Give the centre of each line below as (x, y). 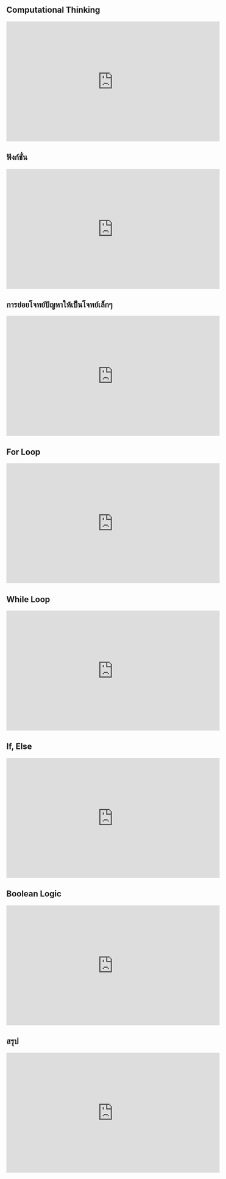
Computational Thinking (53, 10)
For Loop (23, 452)
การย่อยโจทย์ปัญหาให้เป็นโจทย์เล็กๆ (59, 305)
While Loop (28, 599)
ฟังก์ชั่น (17, 158)
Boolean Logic (34, 894)
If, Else (19, 747)
